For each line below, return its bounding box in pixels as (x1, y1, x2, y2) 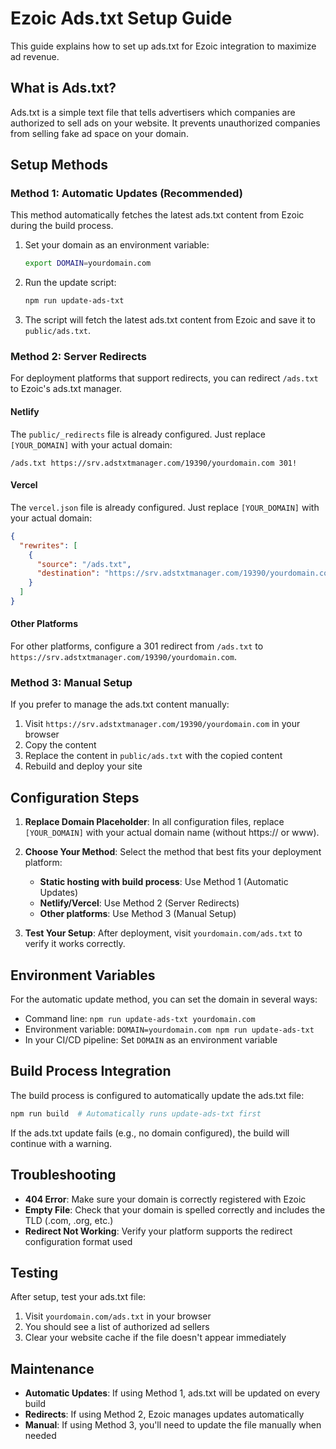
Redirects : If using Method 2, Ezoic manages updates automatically (24, 1408, 305, 1421)
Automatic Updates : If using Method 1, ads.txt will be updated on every (24, 1387, 321, 1399)
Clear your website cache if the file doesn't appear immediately (24, 1332, 287, 1344)
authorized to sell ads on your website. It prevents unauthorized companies (10, 117, 321, 129)
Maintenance (10, 1360, 95, 1377)
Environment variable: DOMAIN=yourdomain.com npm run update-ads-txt (24, 1023, 315, 1036)
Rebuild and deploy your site (24, 760, 143, 772)
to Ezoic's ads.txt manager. (10, 383, 123, 395)
